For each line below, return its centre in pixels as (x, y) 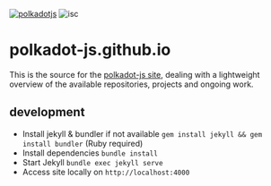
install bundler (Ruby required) (83, 143)
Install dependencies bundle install (90, 153)
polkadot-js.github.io (90, 50)
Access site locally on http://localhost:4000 (106, 172)
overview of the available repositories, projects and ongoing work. (131, 84)
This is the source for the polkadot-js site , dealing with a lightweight (135, 74)
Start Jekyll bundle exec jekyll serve (92, 162)
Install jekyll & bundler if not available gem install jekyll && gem (142, 133)
